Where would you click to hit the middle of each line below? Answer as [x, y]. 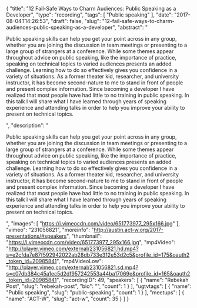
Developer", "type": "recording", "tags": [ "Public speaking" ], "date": [90, 15]
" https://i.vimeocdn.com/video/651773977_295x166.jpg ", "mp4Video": [91, 242]
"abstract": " [133, 27]
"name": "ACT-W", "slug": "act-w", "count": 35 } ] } [68, 299]
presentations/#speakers [36, 236]
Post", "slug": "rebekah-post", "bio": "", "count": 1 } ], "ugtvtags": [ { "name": [99, 286]
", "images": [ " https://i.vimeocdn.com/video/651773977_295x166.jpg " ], [93, 223]
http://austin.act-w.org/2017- [128, 230]
